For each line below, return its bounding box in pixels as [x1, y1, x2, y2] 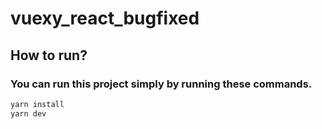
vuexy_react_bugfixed [10, 7, 200, 30]
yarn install [10, 99, 65, 109]
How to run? [10, 47, 88, 64]
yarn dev [10, 108, 47, 119]
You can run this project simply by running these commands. [10, 77, 313, 91]
